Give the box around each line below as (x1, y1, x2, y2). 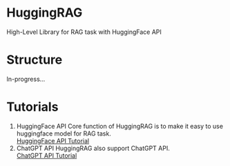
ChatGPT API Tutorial (16, 151, 77, 160)
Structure (6, 52, 63, 68)
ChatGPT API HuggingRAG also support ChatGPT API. (16, 144, 170, 152)
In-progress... (6, 75, 46, 83)
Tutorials (6, 99, 59, 115)
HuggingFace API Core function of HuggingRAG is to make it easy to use (16, 122, 224, 130)
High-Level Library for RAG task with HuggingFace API (6, 28, 162, 36)
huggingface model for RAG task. (16, 129, 111, 138)
